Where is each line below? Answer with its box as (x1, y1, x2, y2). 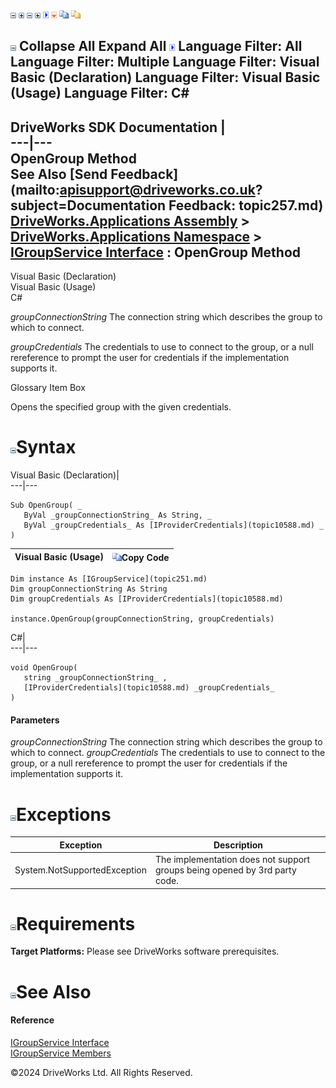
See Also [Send (10, 165, 108, 183)
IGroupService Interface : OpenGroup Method (10, 244, 302, 261)
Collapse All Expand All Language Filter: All (18, 38, 303, 55)
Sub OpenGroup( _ (10, 500, 83, 511)
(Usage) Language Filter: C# (10, 85, 190, 102)
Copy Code (121, 551, 170, 563)
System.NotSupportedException (14, 864, 147, 876)
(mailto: (10, 181, 60, 198)
